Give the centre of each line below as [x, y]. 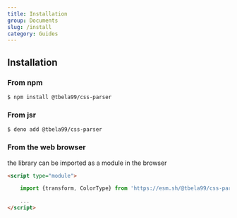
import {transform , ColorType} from [74, 188]
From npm [25, 82]
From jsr [22, 115]
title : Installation [38, 14]
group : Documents [33, 21]
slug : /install [30, 27]
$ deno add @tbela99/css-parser [55, 130]
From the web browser [47, 147]
